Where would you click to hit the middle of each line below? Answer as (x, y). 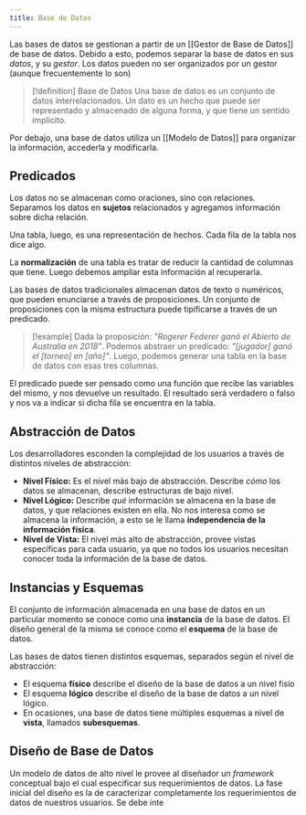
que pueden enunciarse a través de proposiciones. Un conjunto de (135, 300)
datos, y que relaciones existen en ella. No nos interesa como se (144, 510)
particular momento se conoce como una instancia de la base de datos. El (150, 619)
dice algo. (28, 245)
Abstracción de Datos (73, 432)
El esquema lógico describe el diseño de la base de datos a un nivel (151, 693)
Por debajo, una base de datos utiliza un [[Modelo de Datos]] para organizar (153, 137)
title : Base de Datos (51, 18)
